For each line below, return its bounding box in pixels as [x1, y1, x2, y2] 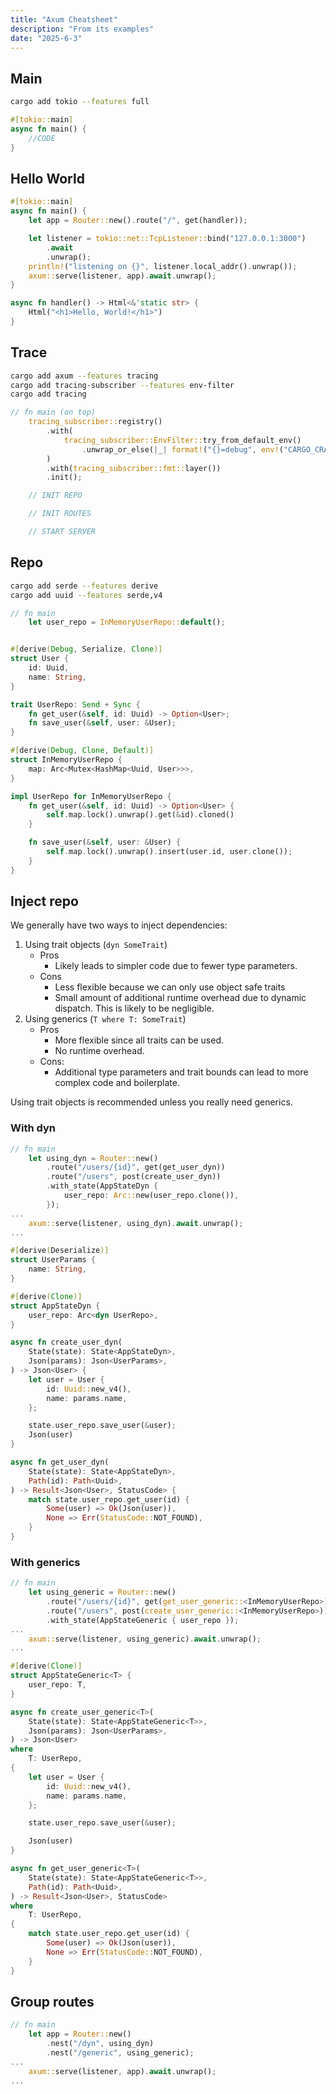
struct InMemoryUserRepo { [10, 755, 123, 765]
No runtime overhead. [54, 1045, 145, 1057]
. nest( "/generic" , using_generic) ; [46, 2047, 195, 2058]
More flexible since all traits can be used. [54, 1034, 224, 1046]
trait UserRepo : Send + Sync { [10, 699, 141, 710]
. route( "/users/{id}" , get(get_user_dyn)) [46, 1162, 226, 1173]
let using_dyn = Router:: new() [28, 1153, 159, 1163]
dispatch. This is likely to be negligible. [54, 1002, 215, 1015]
